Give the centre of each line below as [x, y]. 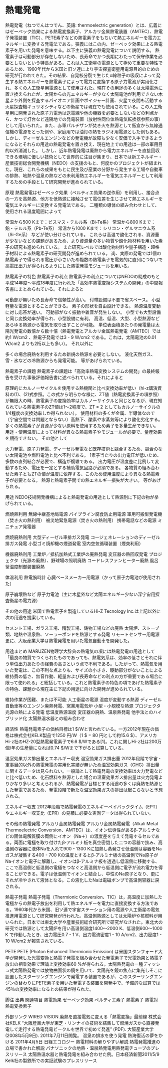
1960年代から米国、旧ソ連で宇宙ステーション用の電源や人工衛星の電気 [87, 909]
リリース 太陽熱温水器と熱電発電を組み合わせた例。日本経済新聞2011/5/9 [84, 1054]
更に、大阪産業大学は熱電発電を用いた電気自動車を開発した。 [69, 640]
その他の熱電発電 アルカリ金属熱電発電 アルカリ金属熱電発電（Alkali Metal [82, 823]
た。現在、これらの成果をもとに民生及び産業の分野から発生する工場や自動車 [84, 169]
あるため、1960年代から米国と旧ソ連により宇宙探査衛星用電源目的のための [82, 69]
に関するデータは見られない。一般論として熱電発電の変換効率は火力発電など [84, 771]
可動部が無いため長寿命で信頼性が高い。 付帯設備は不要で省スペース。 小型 [83, 299]
